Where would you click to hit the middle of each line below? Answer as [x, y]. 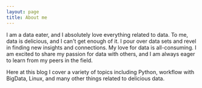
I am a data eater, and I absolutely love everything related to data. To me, [97, 34]
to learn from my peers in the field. [49, 60]
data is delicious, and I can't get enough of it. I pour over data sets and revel [101, 41]
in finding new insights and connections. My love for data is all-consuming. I [101, 47]
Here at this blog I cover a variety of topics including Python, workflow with [100, 72]
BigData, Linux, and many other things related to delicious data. [86, 78]
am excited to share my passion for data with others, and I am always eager [101, 54]
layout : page [23, 12]
